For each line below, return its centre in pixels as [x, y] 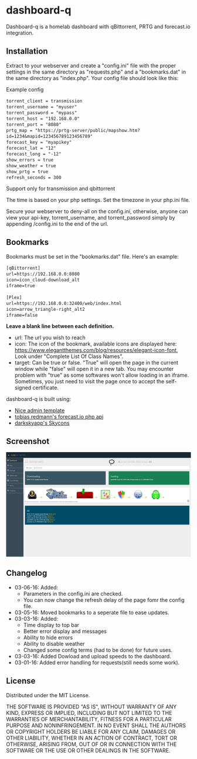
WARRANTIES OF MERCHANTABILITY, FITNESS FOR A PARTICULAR [89, 719]
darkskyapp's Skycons [42, 423]
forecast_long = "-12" [34, 154]
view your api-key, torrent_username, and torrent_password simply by [91, 217]
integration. [20, 32]
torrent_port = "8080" [34, 124]
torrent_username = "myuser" [42, 107]
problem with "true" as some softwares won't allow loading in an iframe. [102, 375]
